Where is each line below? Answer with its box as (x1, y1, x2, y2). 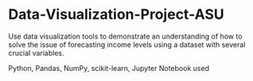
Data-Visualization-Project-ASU (8, 6, 224, 24)
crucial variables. (8, 48, 64, 57)
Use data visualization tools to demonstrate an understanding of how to (8, 31, 243, 41)
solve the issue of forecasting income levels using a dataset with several (8, 39, 246, 49)
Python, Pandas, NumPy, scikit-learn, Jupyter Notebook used (8, 63, 209, 72)
